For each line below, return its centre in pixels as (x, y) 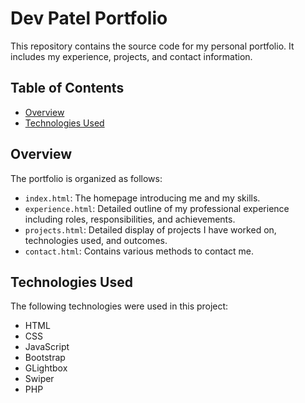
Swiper (39, 379)
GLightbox (46, 368)
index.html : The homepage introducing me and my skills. (142, 198)
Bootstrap (45, 358)
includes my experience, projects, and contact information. (131, 56)
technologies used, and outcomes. (96, 240)
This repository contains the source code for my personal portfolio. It (152, 46)
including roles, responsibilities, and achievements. (130, 219)
